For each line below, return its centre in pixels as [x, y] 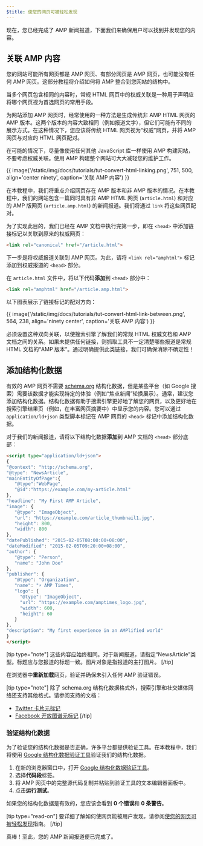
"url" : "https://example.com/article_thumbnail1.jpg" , [85, 518]
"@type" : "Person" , [39, 557]
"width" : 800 [31, 529]
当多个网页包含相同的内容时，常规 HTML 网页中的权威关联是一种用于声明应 [100, 95]
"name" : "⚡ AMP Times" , [44, 586]
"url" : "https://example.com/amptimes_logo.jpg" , [83, 602]
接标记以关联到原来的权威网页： [46, 233]
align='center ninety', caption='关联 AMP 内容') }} [68, 178]
